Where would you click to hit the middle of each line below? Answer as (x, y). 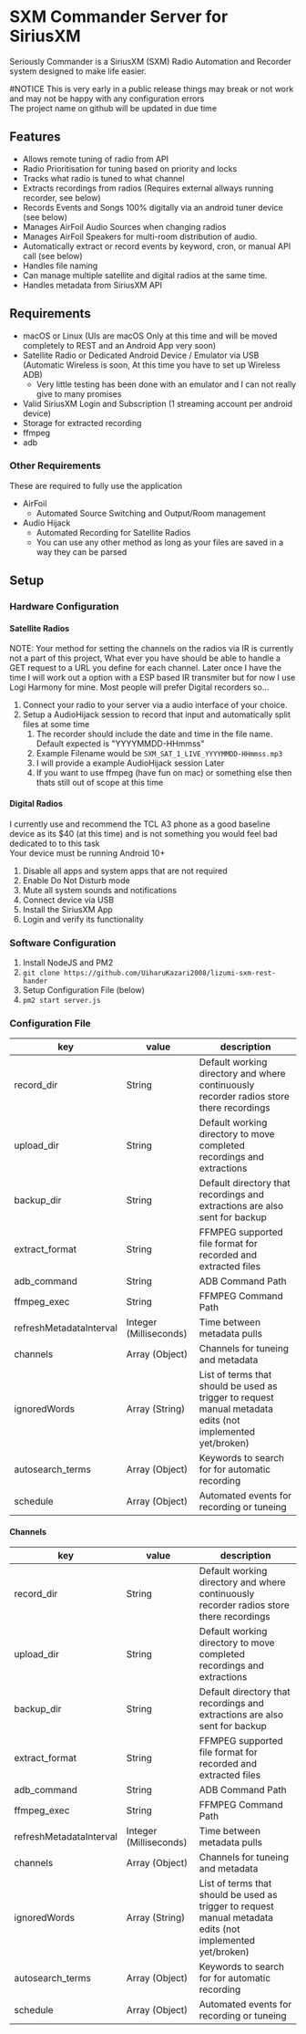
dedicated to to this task (55, 843)
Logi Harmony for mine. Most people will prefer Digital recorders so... (139, 687)
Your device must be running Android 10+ (87, 853)
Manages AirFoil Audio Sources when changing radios (124, 226)
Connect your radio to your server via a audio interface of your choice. (155, 705)
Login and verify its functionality (83, 919)
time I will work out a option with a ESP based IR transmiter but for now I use (153, 678)
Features (35, 137)
